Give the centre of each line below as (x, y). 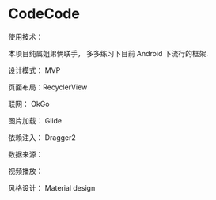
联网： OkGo (29, 104)
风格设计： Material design (52, 187)
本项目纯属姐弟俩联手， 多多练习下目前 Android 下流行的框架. (108, 53)
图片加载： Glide (35, 120)
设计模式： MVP (34, 70)
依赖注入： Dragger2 (42, 137)
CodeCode (44, 14)
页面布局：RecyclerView (48, 87)
